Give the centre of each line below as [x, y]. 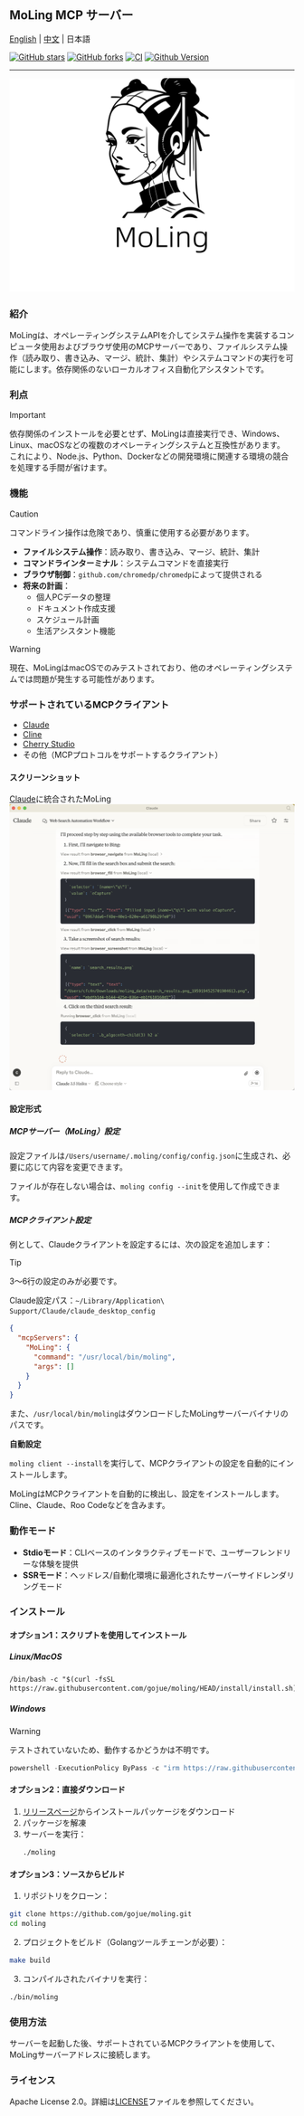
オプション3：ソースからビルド [67, 1874]
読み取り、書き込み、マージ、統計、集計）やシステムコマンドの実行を [156, 358]
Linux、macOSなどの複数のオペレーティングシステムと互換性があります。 [147, 445]
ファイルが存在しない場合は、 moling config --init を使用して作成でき [141, 1186]
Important [28, 415]
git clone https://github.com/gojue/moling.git [101, 1914]
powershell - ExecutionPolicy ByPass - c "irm [95, 1768]
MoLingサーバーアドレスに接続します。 [82, 2054]
